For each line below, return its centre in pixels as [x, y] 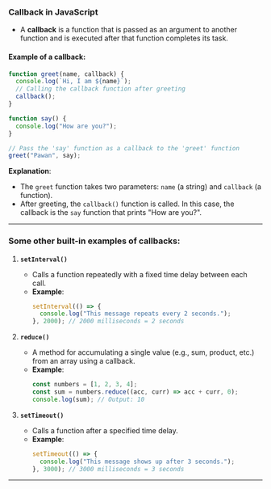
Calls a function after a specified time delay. [105, 430]
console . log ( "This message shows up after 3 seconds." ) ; [137, 462]
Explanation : [30, 171]
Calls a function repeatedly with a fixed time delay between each [140, 274]
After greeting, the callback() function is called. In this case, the [127, 204]
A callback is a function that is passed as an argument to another [129, 30]
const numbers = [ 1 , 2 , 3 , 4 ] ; [85, 385]
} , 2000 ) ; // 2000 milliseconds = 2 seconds [108, 322]
